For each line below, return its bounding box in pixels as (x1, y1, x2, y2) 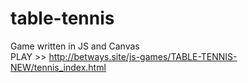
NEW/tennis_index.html (10, 61, 107, 73)
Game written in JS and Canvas (10, 40, 140, 52)
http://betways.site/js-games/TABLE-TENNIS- (48, 50, 238, 62)
